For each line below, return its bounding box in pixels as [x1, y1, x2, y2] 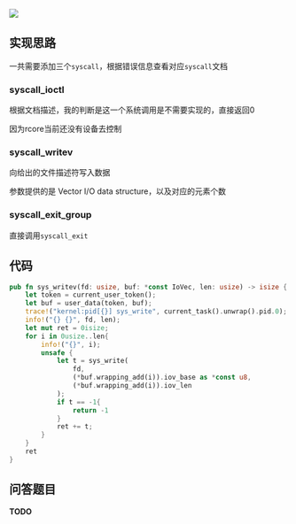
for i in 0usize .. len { [25, 332, 109, 341]
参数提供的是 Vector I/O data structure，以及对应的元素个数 [9, 186, 226, 196]
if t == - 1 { [56, 397, 101, 406]
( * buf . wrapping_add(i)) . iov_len [72, 381, 192, 390]
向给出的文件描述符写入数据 [9, 167, 111, 178]
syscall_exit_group [9, 209, 92, 221]
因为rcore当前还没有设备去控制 [9, 124, 122, 135]
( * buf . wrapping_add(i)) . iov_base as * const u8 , [72, 373, 252, 382]
